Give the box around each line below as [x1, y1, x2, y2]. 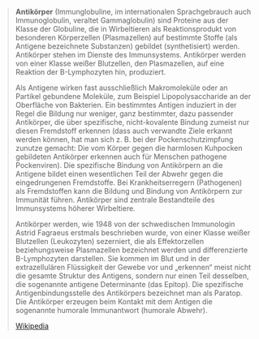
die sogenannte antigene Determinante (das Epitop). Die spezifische [15, 280, 244, 289]
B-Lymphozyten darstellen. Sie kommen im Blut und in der [15, 254, 210, 263]
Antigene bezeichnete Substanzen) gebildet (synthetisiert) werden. [15, 41, 240, 51]
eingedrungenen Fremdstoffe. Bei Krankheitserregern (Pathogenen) [15, 178, 243, 187]
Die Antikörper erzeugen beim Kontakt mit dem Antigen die [15, 297, 213, 307]
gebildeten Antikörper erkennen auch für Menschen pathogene [15, 152, 227, 161]
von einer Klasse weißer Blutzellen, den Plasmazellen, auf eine [15, 58, 225, 68]
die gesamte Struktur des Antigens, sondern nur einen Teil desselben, [15, 271, 249, 281]
